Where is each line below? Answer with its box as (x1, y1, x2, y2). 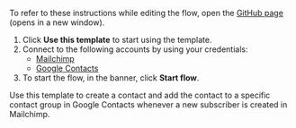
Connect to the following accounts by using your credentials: (22, 44, 248, 55)
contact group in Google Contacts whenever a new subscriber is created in (9, 99, 288, 110)
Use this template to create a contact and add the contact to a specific (9, 90, 271, 100)
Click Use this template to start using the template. (22, 35, 212, 45)
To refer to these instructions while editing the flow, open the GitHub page (9, 8, 283, 18)
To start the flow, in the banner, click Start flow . (22, 73, 200, 83)
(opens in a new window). (9, 17, 105, 28)
